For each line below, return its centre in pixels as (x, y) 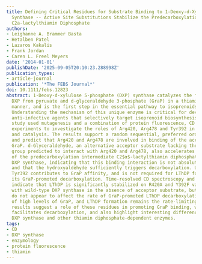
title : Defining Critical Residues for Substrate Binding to (84, 12)
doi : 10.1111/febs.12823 (37, 90)
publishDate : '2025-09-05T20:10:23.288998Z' (63, 67)
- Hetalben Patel (28, 40)
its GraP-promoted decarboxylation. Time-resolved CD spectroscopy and (103, 179)
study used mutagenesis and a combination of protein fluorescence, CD (103, 124)
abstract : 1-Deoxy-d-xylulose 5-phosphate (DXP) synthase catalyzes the (99, 95)
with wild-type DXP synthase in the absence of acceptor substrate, (99, 190)
